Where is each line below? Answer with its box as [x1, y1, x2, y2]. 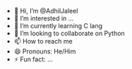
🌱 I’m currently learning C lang [13, 22, 103, 30]
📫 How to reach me [13, 37, 73, 45]
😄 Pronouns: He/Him [13, 47, 76, 56]
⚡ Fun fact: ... [13, 55, 53, 63]
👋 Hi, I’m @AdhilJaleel [13, 7, 78, 15]
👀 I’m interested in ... [13, 14, 74, 23]
